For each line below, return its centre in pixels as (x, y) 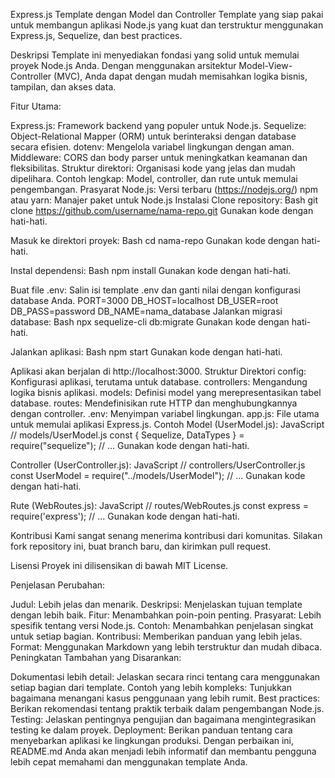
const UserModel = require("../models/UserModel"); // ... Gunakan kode (158, 475)
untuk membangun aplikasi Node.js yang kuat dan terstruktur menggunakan (167, 25)
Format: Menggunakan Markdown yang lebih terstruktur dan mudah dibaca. (166, 647)
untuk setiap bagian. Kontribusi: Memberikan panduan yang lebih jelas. (156, 636)
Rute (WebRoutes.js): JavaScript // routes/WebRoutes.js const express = (159, 505)
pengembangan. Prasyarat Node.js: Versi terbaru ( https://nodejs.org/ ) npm (164, 189)
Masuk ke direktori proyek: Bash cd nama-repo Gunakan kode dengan (155, 240)
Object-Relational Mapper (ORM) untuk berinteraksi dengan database (153, 136)
